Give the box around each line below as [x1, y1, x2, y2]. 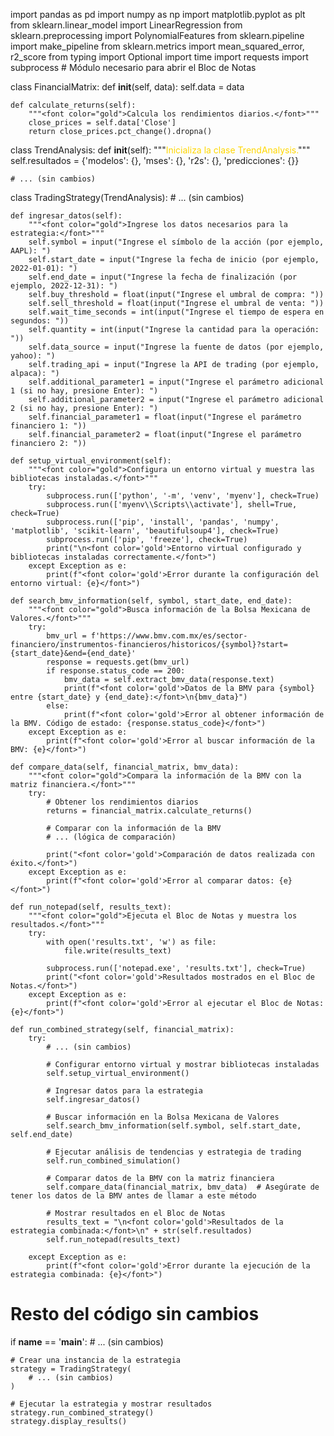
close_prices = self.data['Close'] [28, 118, 177, 128]
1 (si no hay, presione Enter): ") [10, 386, 159, 396]
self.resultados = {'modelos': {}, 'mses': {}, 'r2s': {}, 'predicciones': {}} [10, 155, 300, 166]
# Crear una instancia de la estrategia [10, 1355, 182, 1365]
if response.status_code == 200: [46, 666, 186, 676]
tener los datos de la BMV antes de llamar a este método [10, 1191, 257, 1201]
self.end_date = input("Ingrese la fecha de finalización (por [28, 272, 298, 282]
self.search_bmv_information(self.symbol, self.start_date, [46, 1121, 302, 1131]
